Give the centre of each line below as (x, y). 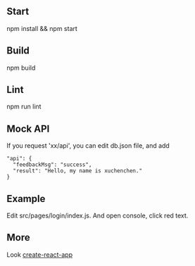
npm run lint (24, 107)
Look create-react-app (40, 254)
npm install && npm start (42, 28)
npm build (21, 68)
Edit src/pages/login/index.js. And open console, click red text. (97, 216)
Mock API (28, 128)
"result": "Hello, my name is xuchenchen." (77, 171)
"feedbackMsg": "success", (52, 165)
